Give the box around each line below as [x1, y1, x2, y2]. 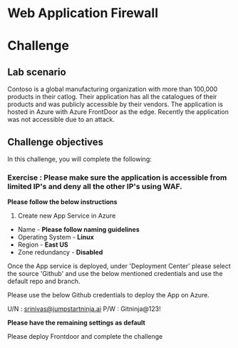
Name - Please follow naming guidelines [17, 225, 140, 234]
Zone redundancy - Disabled [17, 248, 103, 257]
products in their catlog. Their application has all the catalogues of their [7, 93, 217, 101]
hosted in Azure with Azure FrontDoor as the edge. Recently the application [7, 108, 229, 116]
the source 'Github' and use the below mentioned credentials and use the [7, 270, 223, 278]
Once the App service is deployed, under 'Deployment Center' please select [7, 262, 232, 270]
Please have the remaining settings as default [7, 319, 146, 327]
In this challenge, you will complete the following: [7, 155, 152, 163]
